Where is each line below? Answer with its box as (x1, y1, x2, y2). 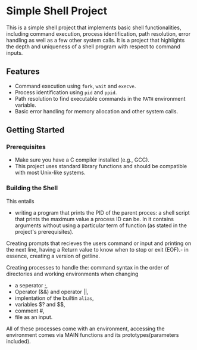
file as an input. (14, 313, 53, 320)
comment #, (14, 307, 45, 314)
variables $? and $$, (14, 301, 65, 308)
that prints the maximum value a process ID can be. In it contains (14, 215, 174, 222)
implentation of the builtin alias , (14, 294, 94, 302)
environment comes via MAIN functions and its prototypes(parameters (6, 331, 179, 338)
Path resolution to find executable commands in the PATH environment (14, 95, 186, 102)
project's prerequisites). (14, 228, 74, 235)
